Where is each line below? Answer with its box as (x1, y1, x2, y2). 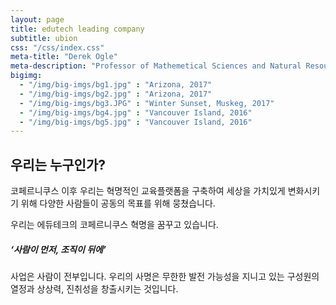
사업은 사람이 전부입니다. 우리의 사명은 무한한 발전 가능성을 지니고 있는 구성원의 (10, 271, 320, 283)
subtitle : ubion (10, 33, 78, 43)
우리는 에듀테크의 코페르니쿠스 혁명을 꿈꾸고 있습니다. (10, 219, 219, 231)
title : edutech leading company (10, 24, 145, 34)
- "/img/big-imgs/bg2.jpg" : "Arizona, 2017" (19, 89, 213, 99)
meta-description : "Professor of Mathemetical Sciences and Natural (10, 61, 302, 71)
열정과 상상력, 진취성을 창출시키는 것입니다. (10, 283, 179, 295)
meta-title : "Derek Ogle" (10, 52, 118, 62)
